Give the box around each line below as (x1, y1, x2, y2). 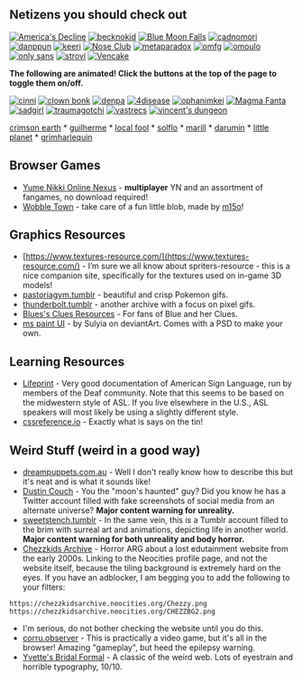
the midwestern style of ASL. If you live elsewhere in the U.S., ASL (22, 397, 269, 408)
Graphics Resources (9, 228, 126, 243)
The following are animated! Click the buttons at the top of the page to (9, 68, 278, 79)
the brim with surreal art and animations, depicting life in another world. (22, 524, 288, 536)
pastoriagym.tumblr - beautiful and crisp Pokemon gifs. (22, 289, 228, 301)
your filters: (22, 582, 66, 592)
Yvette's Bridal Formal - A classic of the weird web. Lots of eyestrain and (22, 652, 293, 663)
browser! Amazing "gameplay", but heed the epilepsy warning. (22, 642, 255, 653)
